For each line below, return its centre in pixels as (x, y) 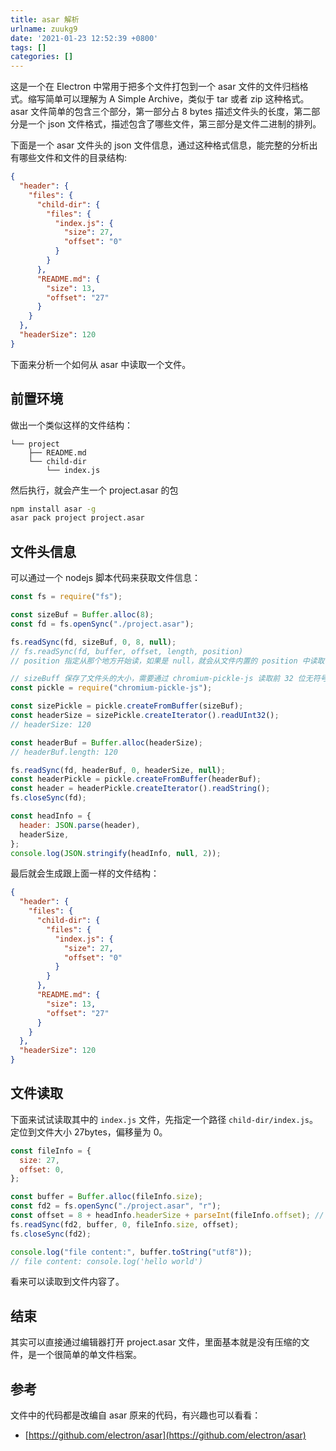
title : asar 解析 (45, 19)
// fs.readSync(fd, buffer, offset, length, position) (127, 651)
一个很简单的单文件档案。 (89, 1355)
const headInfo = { (51, 816)
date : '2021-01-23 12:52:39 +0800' (84, 38)
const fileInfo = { (51, 1151)
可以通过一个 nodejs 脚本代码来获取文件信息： (106, 578)
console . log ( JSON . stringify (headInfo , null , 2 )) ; (116, 853)
